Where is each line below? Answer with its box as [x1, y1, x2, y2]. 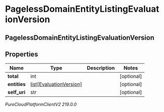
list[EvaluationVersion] [30, 81, 82, 88]
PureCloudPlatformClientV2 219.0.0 [5, 102, 77, 108]
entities [7, 81, 26, 88]
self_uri [7, 89, 26, 96]
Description [86, 65, 115, 72]
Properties [5, 50, 38, 58]
